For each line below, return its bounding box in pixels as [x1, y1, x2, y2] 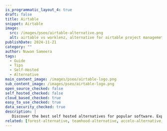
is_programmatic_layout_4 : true [5, 7, 72, 12]
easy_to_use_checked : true [5, 100, 61, 105]
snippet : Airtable [5, 21, 43, 26]
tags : [5, 53, 16, 59]
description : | [5, 109, 37, 115]
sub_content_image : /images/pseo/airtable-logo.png [5, 81, 114, 86]
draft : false [5, 12, 32, 17]
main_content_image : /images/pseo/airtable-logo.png [5, 77, 117, 82]
